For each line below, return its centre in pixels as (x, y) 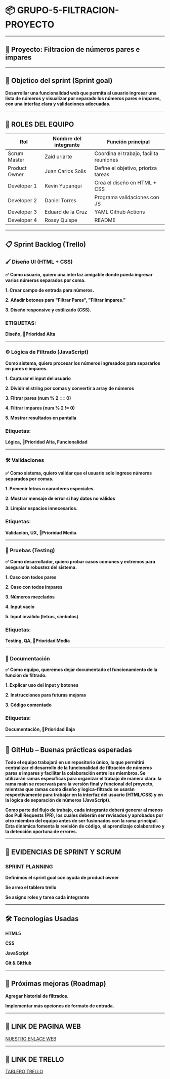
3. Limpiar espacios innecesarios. (41, 509)
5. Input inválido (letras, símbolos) (42, 616)
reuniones (106, 160)
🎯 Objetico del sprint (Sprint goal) (59, 81)
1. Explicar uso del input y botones (42, 685)
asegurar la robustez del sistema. (41, 567)
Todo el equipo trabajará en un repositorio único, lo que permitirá (75, 762)
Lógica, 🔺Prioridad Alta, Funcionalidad (46, 442)
